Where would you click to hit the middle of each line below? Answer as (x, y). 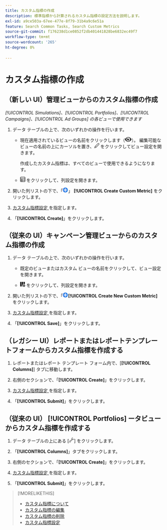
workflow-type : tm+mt (28, 37)
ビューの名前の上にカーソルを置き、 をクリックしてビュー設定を (88, 146)
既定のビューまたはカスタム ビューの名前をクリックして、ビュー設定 (90, 268)
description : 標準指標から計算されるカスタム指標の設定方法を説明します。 (73, 16)
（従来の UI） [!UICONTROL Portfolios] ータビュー (83, 418)
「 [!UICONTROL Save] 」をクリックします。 (57, 323)
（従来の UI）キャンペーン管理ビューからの (72, 236)
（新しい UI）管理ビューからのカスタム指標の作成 (82, 100)
